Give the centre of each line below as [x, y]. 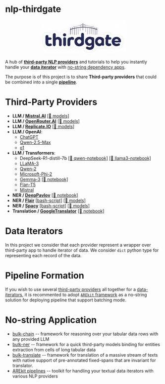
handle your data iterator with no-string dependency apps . [65, 67]
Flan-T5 [28, 185]
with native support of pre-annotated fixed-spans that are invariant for [84, 360]
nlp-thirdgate [33, 9]
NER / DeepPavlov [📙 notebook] [45, 195]
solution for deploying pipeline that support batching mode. [66, 300]
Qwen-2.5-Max [35, 142]
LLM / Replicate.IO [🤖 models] [43, 126]
